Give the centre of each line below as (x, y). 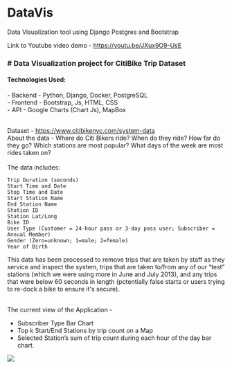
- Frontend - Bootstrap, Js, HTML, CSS (63, 102)
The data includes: (34, 168)
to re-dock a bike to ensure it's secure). (63, 289)
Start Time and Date (37, 186)
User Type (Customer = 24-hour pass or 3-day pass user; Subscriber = (111, 229)
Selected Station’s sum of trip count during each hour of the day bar (114, 338)
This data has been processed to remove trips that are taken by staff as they (116, 260)
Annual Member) (29, 235)
